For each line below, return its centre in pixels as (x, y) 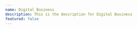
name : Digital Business (30, 10)
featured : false (22, 19)
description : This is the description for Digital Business (69, 14)
